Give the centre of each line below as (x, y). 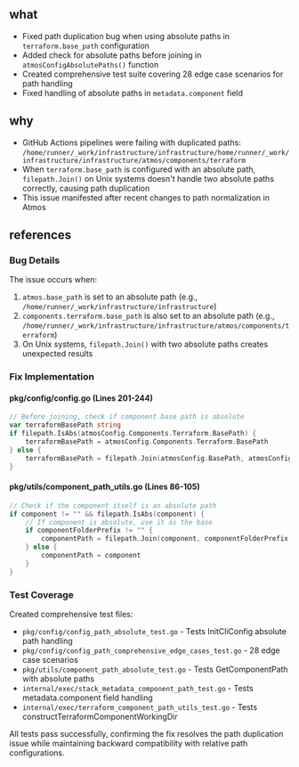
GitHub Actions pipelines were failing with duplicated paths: (132, 143)
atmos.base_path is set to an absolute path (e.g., (110, 297)
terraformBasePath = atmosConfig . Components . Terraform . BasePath (147, 442)
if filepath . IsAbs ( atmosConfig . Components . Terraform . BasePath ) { (133, 434)
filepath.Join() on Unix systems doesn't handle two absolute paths (148, 178)
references (40, 235)
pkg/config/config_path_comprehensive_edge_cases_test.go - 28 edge (151, 650)
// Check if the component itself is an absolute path (113, 506)
